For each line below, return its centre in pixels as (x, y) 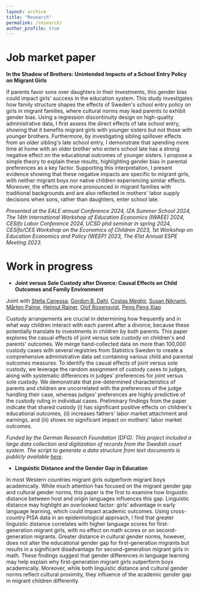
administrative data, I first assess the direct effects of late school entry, (93, 124)
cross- (179, 511)
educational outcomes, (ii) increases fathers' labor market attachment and (97, 413)
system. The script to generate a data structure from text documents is (93, 450)
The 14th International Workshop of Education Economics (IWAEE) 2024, (95, 217)
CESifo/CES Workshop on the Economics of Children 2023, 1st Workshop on (99, 230)
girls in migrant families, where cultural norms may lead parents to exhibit (96, 111)
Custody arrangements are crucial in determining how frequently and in (94, 319)
